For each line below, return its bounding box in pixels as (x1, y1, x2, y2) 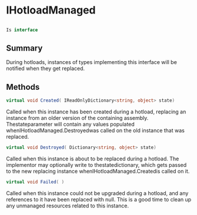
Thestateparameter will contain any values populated (6, 120, 135, 127)
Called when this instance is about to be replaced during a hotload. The (6, 155, 179, 162)
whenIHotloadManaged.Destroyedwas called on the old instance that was (6, 127, 185, 134)
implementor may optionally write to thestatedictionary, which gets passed (6, 161, 187, 168)
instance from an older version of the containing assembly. (6, 114, 149, 121)
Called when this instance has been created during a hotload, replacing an (6, 108, 186, 115)
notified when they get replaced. (6, 65, 85, 72)
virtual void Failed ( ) (6, 179, 65, 185)
